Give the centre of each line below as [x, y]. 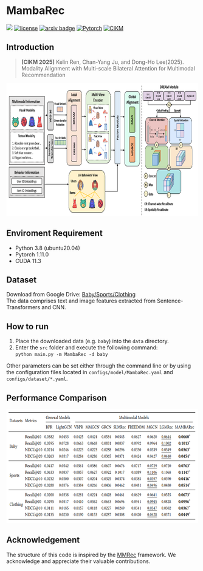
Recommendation [43, 75]
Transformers [23, 307]
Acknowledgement [43, 540]
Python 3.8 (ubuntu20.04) [47, 248]
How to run [28, 327]
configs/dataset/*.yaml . [37, 379]
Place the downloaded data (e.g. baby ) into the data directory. [92, 341]
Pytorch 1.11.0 [32, 254]
